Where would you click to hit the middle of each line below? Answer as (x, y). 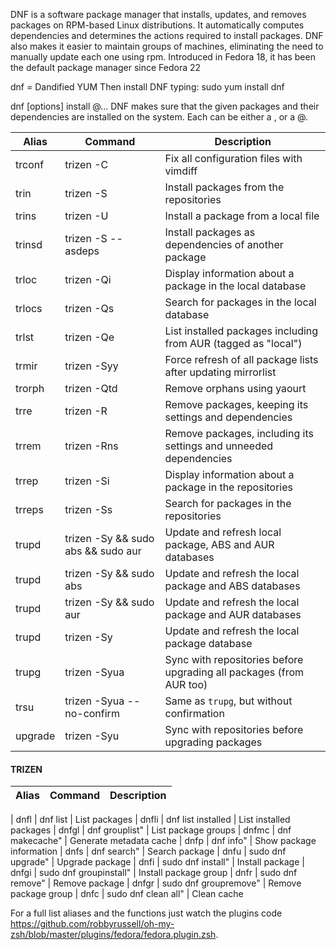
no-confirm (92, 713)
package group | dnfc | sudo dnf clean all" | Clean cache (127, 894)
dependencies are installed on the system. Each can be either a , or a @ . (159, 117)
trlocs (29, 308)
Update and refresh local (223, 532)
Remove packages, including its (239, 433)
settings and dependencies (228, 417)
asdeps (82, 251)
